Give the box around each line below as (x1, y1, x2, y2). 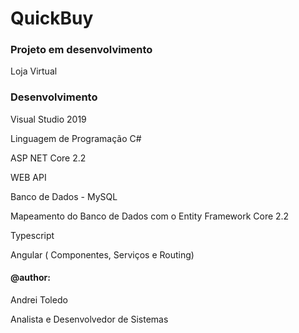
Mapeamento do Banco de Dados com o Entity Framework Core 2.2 (10, 210, 290, 222)
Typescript (10, 229, 55, 241)
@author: (10, 272, 51, 284)
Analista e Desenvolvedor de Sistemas (10, 313, 169, 325)
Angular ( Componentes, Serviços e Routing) (10, 248, 195, 261)
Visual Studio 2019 (10, 113, 87, 125)
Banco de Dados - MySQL (10, 190, 118, 202)
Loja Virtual (10, 65, 58, 77)
